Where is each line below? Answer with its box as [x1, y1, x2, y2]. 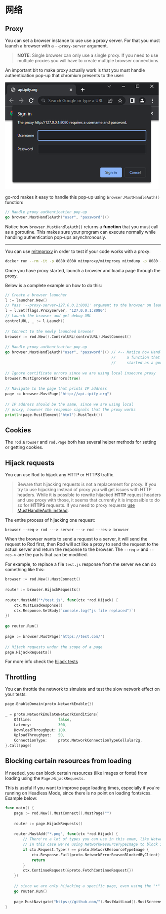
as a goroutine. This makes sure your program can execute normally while [5, 229, 156, 235]
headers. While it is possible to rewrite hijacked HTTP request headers [17, 492, 161, 498]
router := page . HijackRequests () [14, 821, 83, 826]
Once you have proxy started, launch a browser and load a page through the [5, 267, 161, 273]
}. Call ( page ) [5, 743, 32, 748]
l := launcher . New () [5, 297, 48, 303]
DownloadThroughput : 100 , [14, 727, 68, 733]
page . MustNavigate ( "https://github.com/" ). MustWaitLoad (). [14, 899, 138, 904]
